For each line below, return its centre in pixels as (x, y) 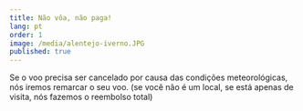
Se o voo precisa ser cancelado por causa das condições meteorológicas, (149, 77)
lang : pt (26, 26)
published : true (40, 52)
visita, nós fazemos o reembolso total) (81, 97)
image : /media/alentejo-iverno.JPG (77, 43)
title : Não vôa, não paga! (61, 18)
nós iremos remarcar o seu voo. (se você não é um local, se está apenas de (151, 87)
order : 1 (26, 35)
